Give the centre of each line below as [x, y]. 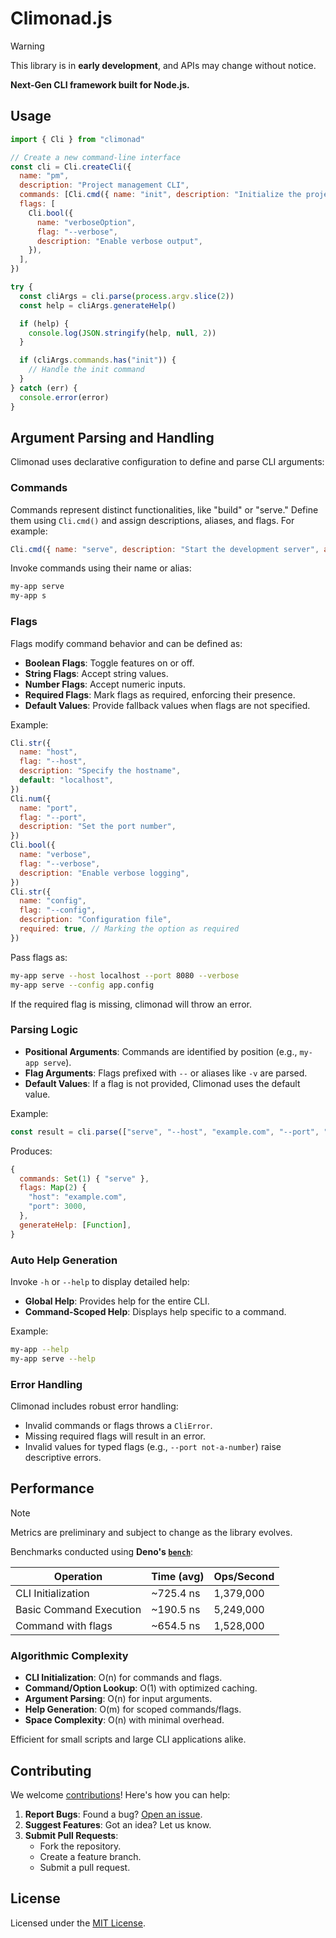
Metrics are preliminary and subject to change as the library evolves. [151, 1532]
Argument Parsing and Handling [112, 437]
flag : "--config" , [58, 910]
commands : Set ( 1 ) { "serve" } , [84, 1178]
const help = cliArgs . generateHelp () [98, 305]
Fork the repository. [80, 1846]
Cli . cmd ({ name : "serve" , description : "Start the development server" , [165, 549]
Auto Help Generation [64, 1260]
